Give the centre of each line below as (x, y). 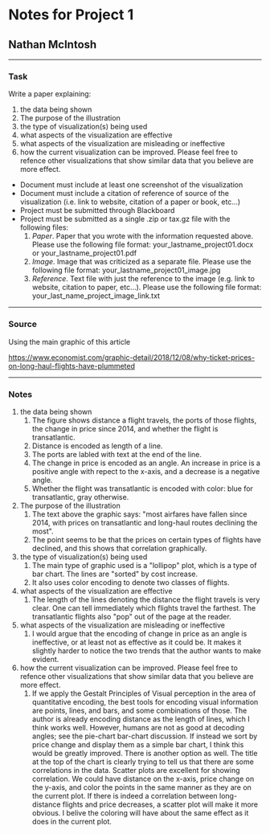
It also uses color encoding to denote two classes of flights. (131, 582)
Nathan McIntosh (53, 45)
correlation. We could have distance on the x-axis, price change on (143, 779)
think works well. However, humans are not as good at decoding (138, 727)
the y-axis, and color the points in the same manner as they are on (141, 787)
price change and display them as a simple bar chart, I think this (138, 744)
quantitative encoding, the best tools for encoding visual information (145, 701)
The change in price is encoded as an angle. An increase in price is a (146, 463)
